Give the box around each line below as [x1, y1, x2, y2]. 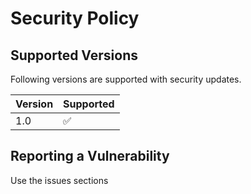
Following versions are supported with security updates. [10, 73, 242, 85]
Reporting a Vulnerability [10, 148, 170, 165]
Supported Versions [10, 47, 138, 64]
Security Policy [10, 7, 140, 30]
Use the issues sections [10, 174, 109, 186]
